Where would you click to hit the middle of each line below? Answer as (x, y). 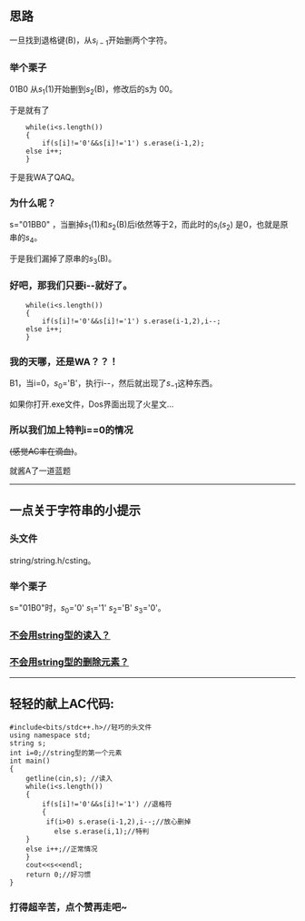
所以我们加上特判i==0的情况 (71, 430)
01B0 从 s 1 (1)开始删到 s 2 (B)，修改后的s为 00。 (93, 90)
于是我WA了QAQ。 (44, 177)
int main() (30, 761)
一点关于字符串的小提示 (75, 511)
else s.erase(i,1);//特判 (102, 831)
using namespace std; (50, 735)
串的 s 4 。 (26, 238)
